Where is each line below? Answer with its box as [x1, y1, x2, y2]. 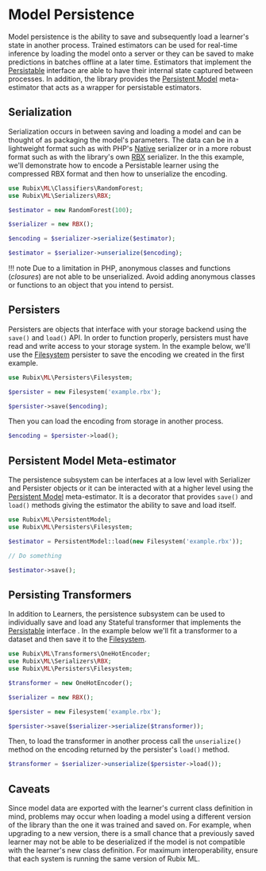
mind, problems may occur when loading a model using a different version [8, 812, 252, 822]
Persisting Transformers [8, 588, 133, 602]
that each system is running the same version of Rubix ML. [8, 854, 200, 864]
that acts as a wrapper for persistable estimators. [40, 82, 202, 92]
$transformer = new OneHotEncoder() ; [8, 679, 133, 687]
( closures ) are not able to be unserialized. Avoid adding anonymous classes [8, 272, 256, 281]
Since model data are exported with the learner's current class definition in [8, 803, 253, 813]
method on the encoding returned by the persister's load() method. [8, 745, 230, 754]
